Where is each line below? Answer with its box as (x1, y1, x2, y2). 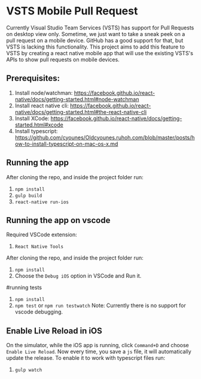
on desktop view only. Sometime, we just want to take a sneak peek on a (6, 30, 185, 37)
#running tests (6, 284, 42, 291)
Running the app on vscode (6, 215, 111, 225)
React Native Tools (14, 244, 64, 250)
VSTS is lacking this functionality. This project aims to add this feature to (6, 43, 185, 50)
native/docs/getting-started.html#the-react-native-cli (14, 108, 147, 115)
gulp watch (14, 367, 42, 373)
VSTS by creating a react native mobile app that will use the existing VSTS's (6, 49, 193, 56)
